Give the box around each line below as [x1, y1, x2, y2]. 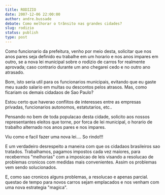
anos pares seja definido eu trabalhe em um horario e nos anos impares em [5, 53, 159, 59]
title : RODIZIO [5, 7, 36, 12]
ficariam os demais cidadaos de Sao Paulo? [5, 89, 94, 95]
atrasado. [5, 69, 25, 75]
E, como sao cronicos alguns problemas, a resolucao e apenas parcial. [5, 174, 149, 180]
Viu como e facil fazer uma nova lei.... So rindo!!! [5, 134, 103, 140]
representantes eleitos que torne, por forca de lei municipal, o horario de [5, 119, 153, 125]
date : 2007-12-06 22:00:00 [5, 12, 61, 17]
